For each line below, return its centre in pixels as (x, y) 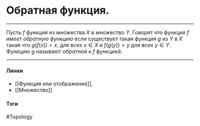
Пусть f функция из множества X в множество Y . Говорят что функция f (98, 32)
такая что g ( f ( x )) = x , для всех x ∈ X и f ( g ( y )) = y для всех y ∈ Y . (89, 45)
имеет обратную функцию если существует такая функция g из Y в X (94, 39)
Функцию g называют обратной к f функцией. (65, 51)
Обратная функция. (58, 10)
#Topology (19, 117)
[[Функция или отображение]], (54, 84)
